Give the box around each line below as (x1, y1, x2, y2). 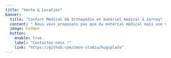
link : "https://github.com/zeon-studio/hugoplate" (14, 45, 124, 50)
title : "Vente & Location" (5, 7, 63, 13)
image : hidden (10, 26, 40, 31)
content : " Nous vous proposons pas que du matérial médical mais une (10, 21, 163, 27)
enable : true (14, 36, 42, 41)
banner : (5, 12, 22, 17)
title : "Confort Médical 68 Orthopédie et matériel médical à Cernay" (10, 17, 163, 22)
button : (10, 31, 26, 36)
